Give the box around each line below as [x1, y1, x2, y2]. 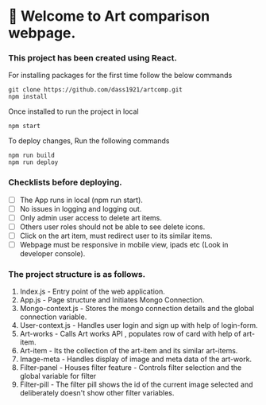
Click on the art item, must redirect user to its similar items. [19, 231, 213, 241]
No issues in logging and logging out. [19, 204, 142, 213]
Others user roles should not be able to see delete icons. [19, 222, 206, 232]
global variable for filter [19, 372, 97, 381]
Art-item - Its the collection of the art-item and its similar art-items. [19, 346, 238, 356]
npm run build [8, 151, 56, 160]
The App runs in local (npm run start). [19, 195, 143, 204]
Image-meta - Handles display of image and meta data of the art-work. [19, 354, 253, 364]
